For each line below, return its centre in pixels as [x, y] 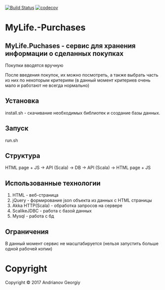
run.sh [12, 140]
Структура [23, 156]
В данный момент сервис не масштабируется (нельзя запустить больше [82, 244]
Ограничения [27, 231]
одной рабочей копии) [29, 249]
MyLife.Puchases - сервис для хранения [70, 46]
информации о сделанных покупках [65, 54]
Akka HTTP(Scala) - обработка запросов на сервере [67, 206]
